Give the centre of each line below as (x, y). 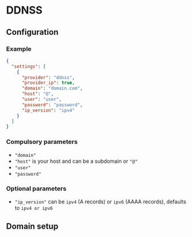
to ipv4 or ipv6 (34, 208)
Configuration (32, 32)
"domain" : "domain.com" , (52, 88)
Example (19, 49)
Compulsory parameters (42, 142)
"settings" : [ (29, 66)
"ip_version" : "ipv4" (48, 110)
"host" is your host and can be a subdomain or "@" (76, 161)
